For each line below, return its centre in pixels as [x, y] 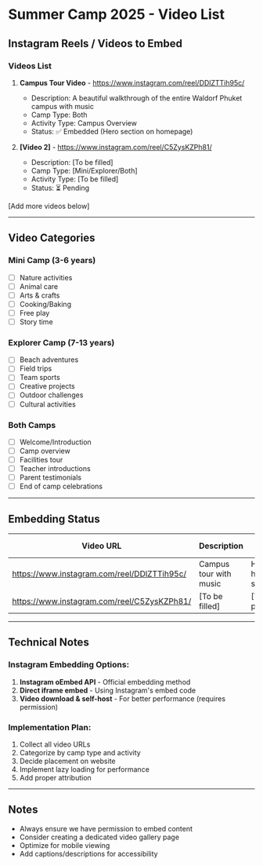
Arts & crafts [40, 295]
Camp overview [45, 451]
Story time [36, 322]
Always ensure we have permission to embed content [106, 828]
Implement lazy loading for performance [85, 769]
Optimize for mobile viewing [65, 845]
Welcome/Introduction [55, 442]
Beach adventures [49, 360]
